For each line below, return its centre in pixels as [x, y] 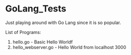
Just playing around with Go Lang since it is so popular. [63, 22]
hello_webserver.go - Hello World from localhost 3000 [69, 47]
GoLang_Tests [36, 9]
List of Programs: [23, 32]
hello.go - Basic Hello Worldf [43, 42]
